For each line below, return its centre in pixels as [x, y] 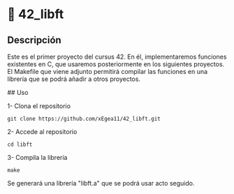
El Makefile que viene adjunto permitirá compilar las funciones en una [108, 72]
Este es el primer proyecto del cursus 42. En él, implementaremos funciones [117, 57]
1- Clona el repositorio [39, 106]
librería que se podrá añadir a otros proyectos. [74, 79]
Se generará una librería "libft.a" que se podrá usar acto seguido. [101, 183]
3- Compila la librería [37, 157]
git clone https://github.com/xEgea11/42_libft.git [84, 119]
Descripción [34, 40]
